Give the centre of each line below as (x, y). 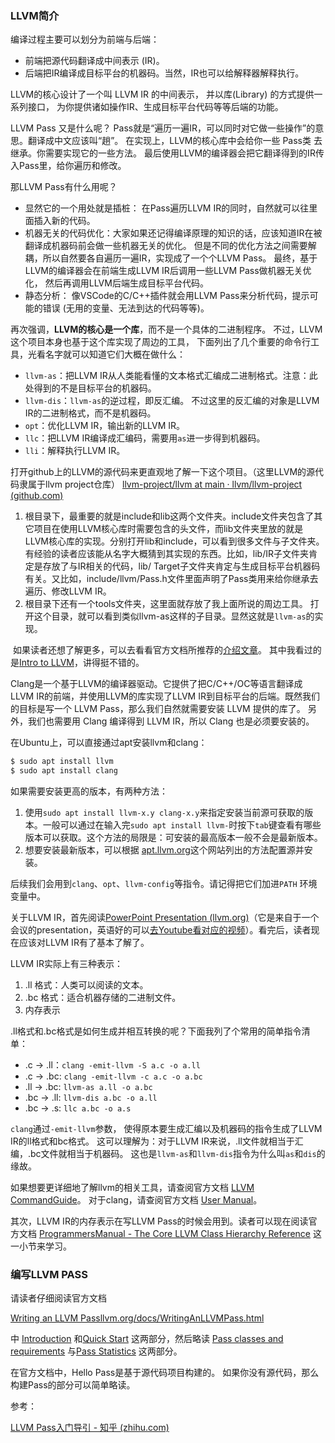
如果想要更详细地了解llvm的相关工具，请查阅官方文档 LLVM (132, 1188)
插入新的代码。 (64, 221)
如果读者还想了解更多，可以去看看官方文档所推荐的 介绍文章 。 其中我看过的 (167, 650)
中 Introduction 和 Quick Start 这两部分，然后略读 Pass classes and (147, 1339)
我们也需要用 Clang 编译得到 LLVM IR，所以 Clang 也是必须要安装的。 (171, 721)
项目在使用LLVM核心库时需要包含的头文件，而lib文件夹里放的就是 (168, 529)
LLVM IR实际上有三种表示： (66, 964)
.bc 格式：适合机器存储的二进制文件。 (103, 998)
